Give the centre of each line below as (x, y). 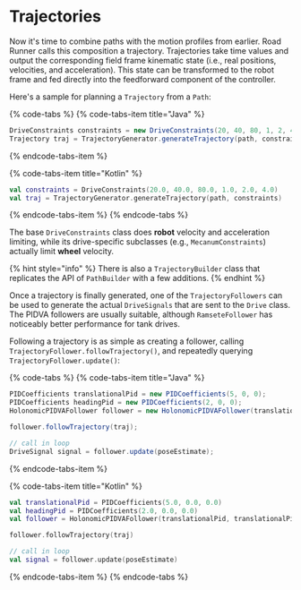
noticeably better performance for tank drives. (95, 324)
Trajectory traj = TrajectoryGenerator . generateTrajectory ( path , (133, 139)
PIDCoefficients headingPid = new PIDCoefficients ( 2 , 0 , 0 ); (126, 403)
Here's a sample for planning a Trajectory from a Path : (111, 97)
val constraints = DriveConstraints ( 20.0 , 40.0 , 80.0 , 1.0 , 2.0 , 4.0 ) (144, 190)
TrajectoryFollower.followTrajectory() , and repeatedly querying (131, 351)
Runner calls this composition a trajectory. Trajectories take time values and (149, 50)
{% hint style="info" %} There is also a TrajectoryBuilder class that (135, 269)
